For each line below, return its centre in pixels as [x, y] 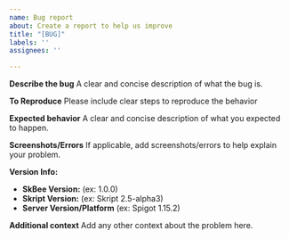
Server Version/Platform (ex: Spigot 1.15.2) [101, 208]
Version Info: [34, 172]
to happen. [29, 128]
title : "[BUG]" [37, 34]
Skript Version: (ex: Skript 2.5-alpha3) [92, 199]
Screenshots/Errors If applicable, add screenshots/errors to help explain [143, 145]
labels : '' [29, 42]
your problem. [35, 155]
